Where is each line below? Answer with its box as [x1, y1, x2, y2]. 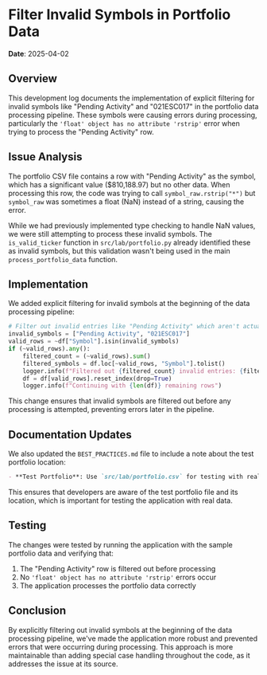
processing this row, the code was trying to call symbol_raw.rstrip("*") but [8, 188, 256, 198]
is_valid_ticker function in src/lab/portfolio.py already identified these [8, 237, 251, 247]
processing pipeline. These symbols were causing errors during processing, [8, 110, 257, 120]
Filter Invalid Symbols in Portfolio [8, 6, 231, 24]
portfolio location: [8, 457, 66, 467]
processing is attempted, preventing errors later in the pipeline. [8, 405, 215, 414]
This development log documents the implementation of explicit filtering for [8, 93, 255, 103]
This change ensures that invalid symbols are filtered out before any [8, 396, 232, 406]
